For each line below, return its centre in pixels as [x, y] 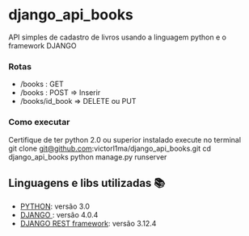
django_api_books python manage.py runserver [88, 157]
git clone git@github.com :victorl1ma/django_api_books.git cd [110, 148]
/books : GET [42, 84]
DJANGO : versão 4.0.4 [59, 215]
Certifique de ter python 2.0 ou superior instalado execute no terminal [124, 139]
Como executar [39, 122]
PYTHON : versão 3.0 [55, 206]
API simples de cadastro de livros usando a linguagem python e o [117, 37]
